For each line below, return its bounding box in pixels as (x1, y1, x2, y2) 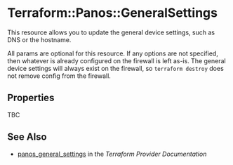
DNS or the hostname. (7, 35, 72, 44)
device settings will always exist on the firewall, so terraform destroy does (7, 64, 225, 72)
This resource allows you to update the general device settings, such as (7, 28, 215, 37)
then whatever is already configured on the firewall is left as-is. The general (7, 56, 226, 65)
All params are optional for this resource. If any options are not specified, (7, 49, 219, 58)
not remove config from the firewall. (7, 72, 111, 80)
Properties (7, 92, 55, 104)
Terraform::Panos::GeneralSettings (7, 5, 218, 21)
